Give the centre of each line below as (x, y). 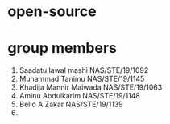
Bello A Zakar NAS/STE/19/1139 (71, 104)
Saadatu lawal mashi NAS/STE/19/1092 (84, 70)
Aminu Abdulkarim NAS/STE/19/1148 (79, 96)
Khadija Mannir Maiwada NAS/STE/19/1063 (91, 87)
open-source (52, 12)
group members (62, 48)
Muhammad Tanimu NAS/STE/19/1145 (82, 79)
